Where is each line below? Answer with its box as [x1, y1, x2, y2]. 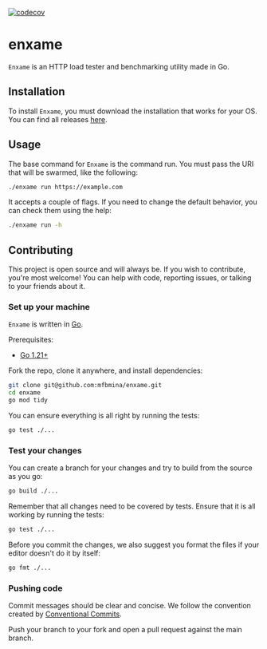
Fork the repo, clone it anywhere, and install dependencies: [8, 366, 203, 375]
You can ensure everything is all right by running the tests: [8, 411, 200, 421]
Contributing [8, 243, 73, 257]
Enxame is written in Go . [8, 319, 84, 329]
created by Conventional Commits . [8, 609, 122, 619]
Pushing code [8, 583, 63, 594]
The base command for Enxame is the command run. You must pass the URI [8, 159, 254, 168]
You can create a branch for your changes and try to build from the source [8, 463, 253, 473]
